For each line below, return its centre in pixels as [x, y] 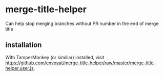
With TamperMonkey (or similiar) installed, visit [55, 57]
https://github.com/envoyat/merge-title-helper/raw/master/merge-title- [80, 63]
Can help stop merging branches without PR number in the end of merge [82, 23]
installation [24, 45]
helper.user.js [20, 68]
